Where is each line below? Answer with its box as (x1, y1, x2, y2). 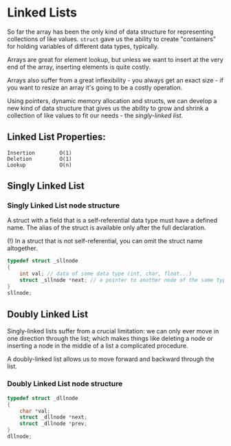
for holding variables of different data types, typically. (7, 42, 159, 50)
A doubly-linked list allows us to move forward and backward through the (7, 355, 215, 363)
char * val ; (19, 408, 51, 414)
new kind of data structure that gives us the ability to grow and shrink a (7, 104, 209, 112)
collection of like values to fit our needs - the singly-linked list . (7, 111, 184, 120)
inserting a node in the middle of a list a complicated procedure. (7, 342, 188, 350)
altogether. (7, 244, 38, 252)
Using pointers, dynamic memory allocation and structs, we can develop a (7, 96, 217, 104)
